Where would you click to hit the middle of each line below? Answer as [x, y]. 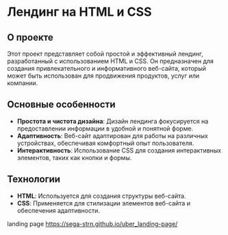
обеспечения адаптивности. [59, 210]
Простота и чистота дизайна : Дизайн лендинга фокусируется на [113, 121]
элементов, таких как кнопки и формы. [74, 157]
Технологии [34, 179]
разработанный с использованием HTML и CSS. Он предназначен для [111, 61]
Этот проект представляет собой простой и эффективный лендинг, [105, 54]
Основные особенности [61, 105]
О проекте [30, 37]
